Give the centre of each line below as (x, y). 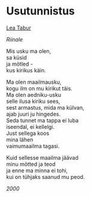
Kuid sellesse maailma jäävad (43, 157)
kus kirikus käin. (26, 70)
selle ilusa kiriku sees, (33, 101)
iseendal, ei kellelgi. (31, 127)
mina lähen (20, 139)
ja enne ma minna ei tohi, (37, 170)
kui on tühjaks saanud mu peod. (45, 177)
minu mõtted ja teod (31, 164)
